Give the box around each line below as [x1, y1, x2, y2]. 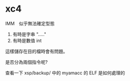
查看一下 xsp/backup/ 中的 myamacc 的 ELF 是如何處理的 [5, 69, 125, 76]
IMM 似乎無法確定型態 [5, 20, 55, 26]
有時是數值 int [12, 37, 42, 44]
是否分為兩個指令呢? [5, 59, 48, 65]
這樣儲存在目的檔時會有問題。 [5, 48, 68, 54]
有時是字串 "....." [12, 31, 47, 37]
